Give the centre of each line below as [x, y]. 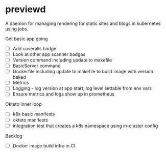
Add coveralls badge [34, 48]
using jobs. [17, 28]
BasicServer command [37, 66]
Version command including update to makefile [62, 60]
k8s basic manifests [34, 114]
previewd [26, 9]
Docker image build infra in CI [44, 145]
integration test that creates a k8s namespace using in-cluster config [85, 126]
